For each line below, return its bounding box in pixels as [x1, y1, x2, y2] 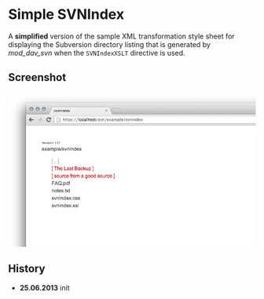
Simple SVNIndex [8, 5, 124, 24]
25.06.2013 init [19, 283, 70, 292]
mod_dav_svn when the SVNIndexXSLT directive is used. [8, 48, 186, 57]
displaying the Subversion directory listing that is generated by [8, 39, 211, 49]
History [8, 262, 46, 275]
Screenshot [8, 71, 67, 84]
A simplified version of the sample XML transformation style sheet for [8, 31, 235, 41]
